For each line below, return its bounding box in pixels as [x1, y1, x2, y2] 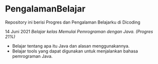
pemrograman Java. [12, 53, 53, 59]
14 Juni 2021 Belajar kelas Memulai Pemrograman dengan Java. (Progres [5, 28, 154, 34]
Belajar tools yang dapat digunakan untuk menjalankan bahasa [12, 48, 138, 54]
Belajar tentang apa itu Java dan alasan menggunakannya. [12, 43, 130, 49]
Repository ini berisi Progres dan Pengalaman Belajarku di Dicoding [5, 19, 140, 25]
